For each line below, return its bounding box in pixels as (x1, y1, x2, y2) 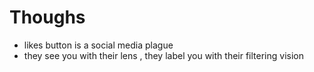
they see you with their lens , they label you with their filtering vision (23, 49, 304, 61)
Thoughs (9, 6, 86, 29)
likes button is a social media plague (23, 39, 174, 51)
